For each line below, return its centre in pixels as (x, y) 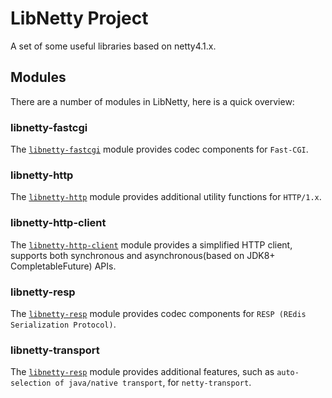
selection (31, 383)
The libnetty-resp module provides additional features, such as (142, 372)
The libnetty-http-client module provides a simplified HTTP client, (151, 244)
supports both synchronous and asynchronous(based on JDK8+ (143, 255)
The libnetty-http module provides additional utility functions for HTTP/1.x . (166, 197)
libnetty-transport (55, 350)
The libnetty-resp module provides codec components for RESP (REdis (158, 313)
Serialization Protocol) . (63, 324)
